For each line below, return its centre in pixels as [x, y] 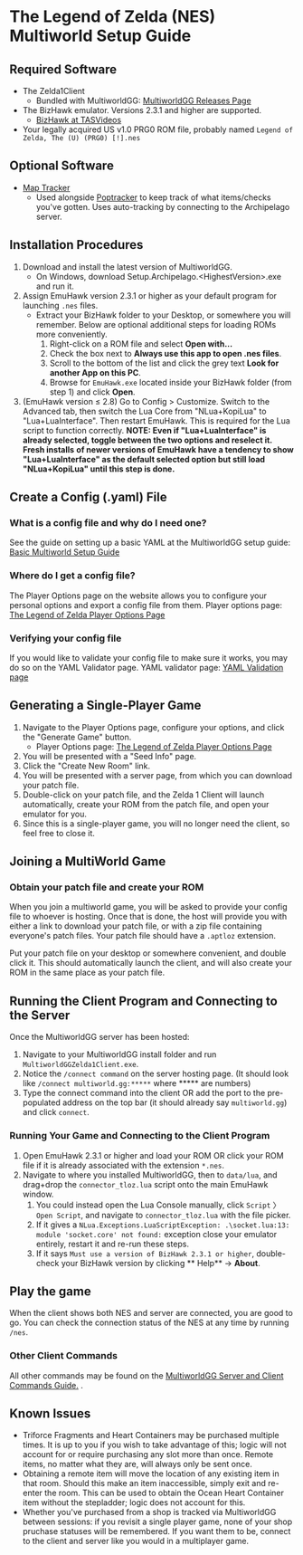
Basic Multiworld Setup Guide [65, 552]
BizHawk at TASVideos [79, 120]
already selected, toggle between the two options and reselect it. [147, 440]
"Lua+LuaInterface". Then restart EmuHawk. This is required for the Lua [156, 420]
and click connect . [56, 1112]
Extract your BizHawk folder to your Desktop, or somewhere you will [163, 315]
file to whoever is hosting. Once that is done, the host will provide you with [148, 917]
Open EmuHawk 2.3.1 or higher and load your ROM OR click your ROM [153, 1155]
